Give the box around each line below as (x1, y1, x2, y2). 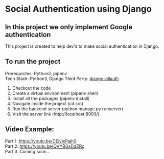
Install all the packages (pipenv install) (12, 95, 90, 101)
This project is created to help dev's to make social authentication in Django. (5, 43, 160, 49)
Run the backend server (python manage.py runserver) (12, 106, 124, 112)
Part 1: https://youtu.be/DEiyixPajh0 (5, 138, 77, 144)
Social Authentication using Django (5, 3, 152, 15)
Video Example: (5, 125, 54, 134)
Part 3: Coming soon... (5, 148, 50, 154)
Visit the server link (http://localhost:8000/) (12, 111, 100, 117)
